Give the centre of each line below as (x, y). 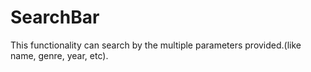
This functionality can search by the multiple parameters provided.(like (156, 45)
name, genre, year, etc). (59, 55)
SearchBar (55, 17)
